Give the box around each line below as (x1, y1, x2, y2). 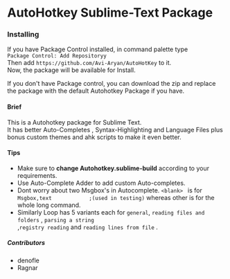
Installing (7, 30, 39, 39)
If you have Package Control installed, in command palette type (7, 45, 188, 53)
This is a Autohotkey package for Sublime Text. (7, 118, 142, 126)
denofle (17, 256, 39, 264)
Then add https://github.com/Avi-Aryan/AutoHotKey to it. (7, 59, 172, 67)
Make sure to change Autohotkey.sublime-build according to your (17, 164, 210, 172)
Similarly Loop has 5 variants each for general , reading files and (17, 208, 205, 216)
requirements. (17, 171, 57, 179)
